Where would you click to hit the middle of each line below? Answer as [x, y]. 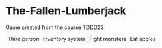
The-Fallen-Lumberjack [66, 11]
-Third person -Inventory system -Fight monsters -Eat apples [81, 39]
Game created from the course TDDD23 [55, 27]
